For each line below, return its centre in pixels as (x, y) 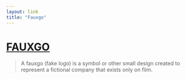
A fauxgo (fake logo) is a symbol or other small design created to (100, 63)
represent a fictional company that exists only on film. (87, 70)
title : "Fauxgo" (26, 17)
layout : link (22, 12)
